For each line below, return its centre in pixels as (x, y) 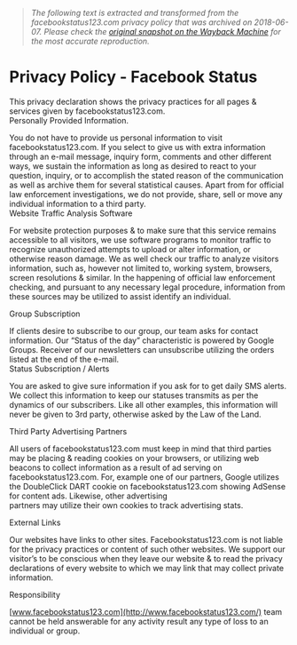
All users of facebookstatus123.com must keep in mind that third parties (141, 449)
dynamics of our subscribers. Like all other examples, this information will (144, 404)
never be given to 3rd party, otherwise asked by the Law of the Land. (135, 414)
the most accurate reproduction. (90, 41)
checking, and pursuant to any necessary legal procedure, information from (147, 287)
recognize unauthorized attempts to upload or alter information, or (130, 249)
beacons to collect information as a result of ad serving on (116, 467)
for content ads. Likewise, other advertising (89, 496)
